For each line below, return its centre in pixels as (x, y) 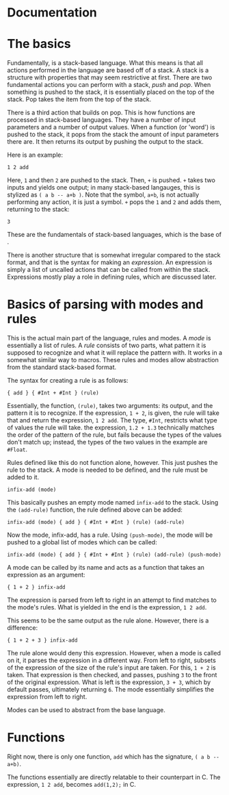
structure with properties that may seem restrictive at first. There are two (110, 77)
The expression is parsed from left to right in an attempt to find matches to (112, 600)
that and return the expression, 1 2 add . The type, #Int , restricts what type (112, 420)
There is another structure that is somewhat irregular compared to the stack (114, 255)
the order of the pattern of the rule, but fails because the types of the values (114, 435)
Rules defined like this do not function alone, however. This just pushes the (112, 463)
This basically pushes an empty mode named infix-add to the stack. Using (113, 503)
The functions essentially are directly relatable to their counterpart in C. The (114, 777)
